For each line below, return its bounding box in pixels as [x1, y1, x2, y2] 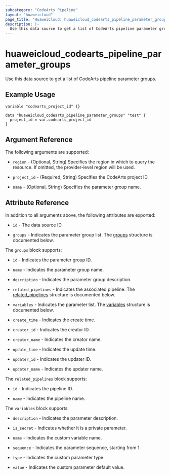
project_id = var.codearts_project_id [10, 117, 92, 122]
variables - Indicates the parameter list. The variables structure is [12, 301, 150, 308]
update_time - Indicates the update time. [12, 346, 97, 352]
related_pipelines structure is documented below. [12, 291, 115, 297]
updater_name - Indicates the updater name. [12, 366, 103, 372]
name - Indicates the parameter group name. [12, 266, 104, 273]
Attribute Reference [5, 198, 69, 207]
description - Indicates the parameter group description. [12, 276, 132, 282]
